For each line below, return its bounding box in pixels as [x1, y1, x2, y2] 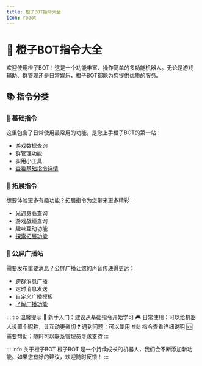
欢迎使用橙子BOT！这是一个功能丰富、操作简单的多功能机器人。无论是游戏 [6, 64, 194, 71]
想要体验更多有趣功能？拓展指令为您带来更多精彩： [6, 197, 135, 204]
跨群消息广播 [15, 277, 48, 285]
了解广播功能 [15, 300, 48, 307]
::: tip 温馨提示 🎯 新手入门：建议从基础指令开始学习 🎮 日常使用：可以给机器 [6, 313, 197, 321]
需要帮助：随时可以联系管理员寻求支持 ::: [6, 332, 109, 340]
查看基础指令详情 [15, 165, 59, 172]
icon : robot [6, 15, 37, 21]
